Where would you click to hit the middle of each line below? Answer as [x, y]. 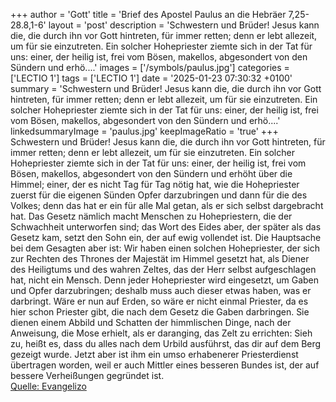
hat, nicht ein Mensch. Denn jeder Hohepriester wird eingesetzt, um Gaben [165, 280]
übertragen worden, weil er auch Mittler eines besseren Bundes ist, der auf [165, 365]
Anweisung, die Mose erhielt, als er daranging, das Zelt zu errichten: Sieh [161, 333]
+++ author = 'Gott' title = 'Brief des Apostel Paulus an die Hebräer [148, 14]
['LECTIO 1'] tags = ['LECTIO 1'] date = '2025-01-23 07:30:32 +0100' [151, 78]
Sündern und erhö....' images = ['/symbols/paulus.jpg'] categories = [150, 67]
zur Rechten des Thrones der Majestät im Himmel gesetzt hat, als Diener [160, 258]
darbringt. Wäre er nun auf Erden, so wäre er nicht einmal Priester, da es [159, 301]
